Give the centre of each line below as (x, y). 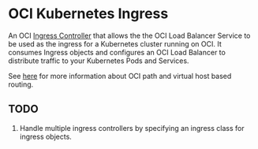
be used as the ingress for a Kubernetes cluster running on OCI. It (115, 43)
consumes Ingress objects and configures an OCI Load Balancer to (117, 52)
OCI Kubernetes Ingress (88, 14)
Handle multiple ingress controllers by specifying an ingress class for (132, 128)
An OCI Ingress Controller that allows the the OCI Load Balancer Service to (129, 35)
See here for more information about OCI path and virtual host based (120, 76)
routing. (21, 84)
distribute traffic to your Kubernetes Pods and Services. (99, 61)
